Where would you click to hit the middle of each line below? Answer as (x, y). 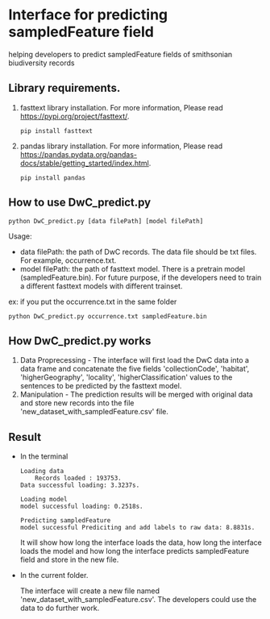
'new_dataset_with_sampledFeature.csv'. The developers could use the (138, 600)
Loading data (42, 472)
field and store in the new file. (69, 560)
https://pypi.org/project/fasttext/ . (75, 116)
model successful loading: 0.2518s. (81, 507)
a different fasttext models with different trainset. (101, 286)
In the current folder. (54, 575)
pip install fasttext (56, 131)
